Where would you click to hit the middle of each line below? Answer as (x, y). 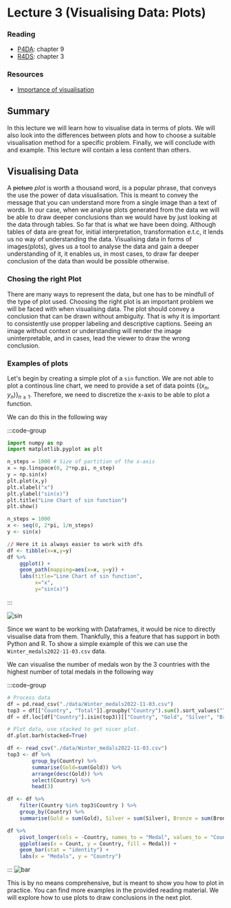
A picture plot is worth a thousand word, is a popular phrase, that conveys (112, 188)
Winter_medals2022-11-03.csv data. (57, 651)
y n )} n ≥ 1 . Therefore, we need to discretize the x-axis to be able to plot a (109, 395)
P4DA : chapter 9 (41, 49)
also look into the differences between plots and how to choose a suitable (112, 135)
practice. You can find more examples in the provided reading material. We (113, 890)
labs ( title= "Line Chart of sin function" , (81, 576)
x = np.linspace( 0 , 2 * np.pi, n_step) (61, 468)
